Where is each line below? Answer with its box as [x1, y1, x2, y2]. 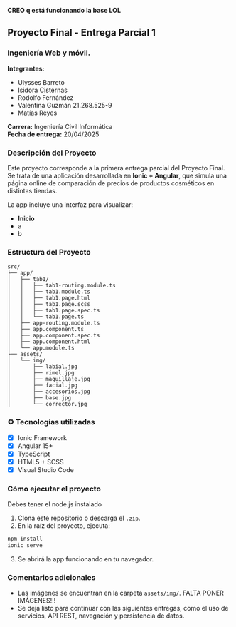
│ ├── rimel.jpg [7, 369, 75, 377]
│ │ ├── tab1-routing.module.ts [7, 282, 116, 290]
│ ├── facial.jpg [7, 382, 78, 389]
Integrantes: [7, 64, 45, 73]
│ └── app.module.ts [7, 345, 75, 352]
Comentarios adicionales [7, 572, 96, 582]
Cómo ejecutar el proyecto [7, 484, 101, 494]
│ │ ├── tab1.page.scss [7, 301, 91, 308]
